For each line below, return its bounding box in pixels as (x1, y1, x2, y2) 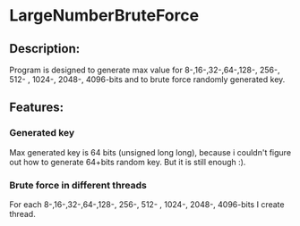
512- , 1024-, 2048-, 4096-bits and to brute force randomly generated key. (9, 74, 286, 85)
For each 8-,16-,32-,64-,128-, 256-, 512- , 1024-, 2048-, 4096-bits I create (9, 198, 285, 210)
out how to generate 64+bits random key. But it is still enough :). (9, 156, 246, 167)
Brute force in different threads (9, 179, 148, 191)
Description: (9, 41, 81, 56)
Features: (9, 100, 64, 115)
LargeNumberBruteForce (9, 5, 200, 26)
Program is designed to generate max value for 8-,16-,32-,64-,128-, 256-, (9, 64, 280, 75)
